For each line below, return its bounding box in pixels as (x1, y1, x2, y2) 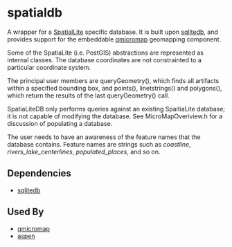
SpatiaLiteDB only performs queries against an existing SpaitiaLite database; (7, 104, 226, 113)
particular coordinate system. (7, 63, 91, 71)
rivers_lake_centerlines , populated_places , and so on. (7, 147, 161, 156)
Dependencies (7, 167, 71, 179)
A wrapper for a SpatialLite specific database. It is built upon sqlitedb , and (7, 28, 218, 36)
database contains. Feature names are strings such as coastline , (7, 140, 192, 148)
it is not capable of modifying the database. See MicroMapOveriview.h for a (7, 112, 223, 120)
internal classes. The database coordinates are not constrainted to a (7, 55, 202, 64)
